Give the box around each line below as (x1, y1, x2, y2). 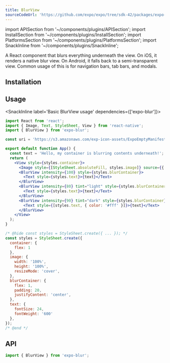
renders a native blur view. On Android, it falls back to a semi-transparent (5, 57, 158, 64)
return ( (10, 156, 28, 161)
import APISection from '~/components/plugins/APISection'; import (5, 26, 146, 32)
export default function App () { (5, 146, 76, 152)
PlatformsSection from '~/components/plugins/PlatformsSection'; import (5, 37, 157, 43)
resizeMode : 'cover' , (14, 269, 60, 274)
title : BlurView (5, 7, 39, 13)
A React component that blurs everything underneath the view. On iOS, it (5, 52, 157, 58)
